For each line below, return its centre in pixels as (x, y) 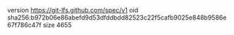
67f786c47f (24, 25)
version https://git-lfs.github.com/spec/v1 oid (73, 10)
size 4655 (57, 25)
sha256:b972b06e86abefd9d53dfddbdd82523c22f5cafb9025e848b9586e (117, 17)
